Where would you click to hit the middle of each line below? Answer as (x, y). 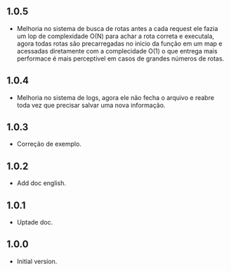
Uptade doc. (35, 222)
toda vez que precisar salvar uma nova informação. (91, 105)
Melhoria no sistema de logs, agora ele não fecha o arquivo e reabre (115, 97)
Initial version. (37, 261)
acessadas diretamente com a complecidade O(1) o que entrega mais (117, 51)
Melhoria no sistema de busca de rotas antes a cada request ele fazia (117, 28)
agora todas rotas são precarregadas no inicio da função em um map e (119, 43)
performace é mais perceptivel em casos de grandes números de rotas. (120, 58)
